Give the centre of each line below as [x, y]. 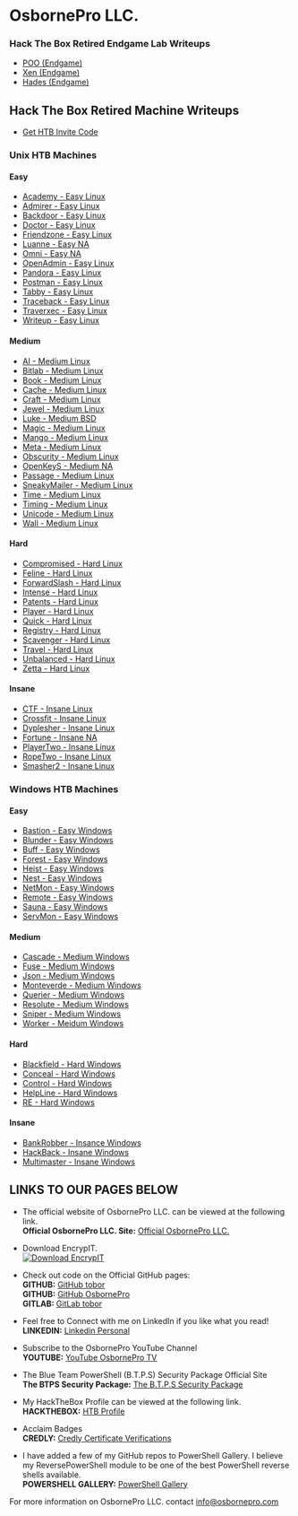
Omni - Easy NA [52, 254]
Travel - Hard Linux [58, 649]
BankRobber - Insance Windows [81, 1142]
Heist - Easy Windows [63, 869]
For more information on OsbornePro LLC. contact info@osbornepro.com [144, 1501]
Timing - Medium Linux [65, 504]
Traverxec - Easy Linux [64, 311]
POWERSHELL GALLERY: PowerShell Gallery [105, 1484]
